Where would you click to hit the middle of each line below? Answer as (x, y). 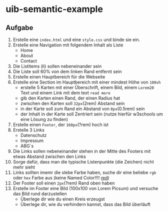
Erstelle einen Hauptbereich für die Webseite (59, 77)
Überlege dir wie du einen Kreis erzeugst (62, 199)
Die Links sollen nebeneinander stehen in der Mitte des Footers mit (82, 151)
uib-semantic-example (54, 9)
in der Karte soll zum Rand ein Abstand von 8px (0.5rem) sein (82, 109)
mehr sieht (24, 167)
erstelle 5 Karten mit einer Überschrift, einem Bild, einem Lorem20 (87, 87)
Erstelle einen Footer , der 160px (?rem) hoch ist (61, 124)
